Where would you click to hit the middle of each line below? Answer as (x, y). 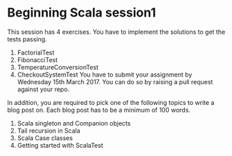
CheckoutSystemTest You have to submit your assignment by (105, 75)
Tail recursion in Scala (49, 130)
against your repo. (43, 89)
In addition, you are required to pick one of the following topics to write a (111, 102)
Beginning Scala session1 (82, 13)
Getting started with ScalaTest (60, 145)
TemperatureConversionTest (58, 67)
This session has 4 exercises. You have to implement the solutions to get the (116, 32)
